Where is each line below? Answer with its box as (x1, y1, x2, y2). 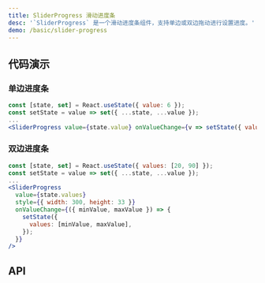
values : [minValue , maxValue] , (28, 220, 132, 229)
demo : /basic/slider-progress (8, 26, 108, 34)
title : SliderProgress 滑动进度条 (8, 11, 116, 20)
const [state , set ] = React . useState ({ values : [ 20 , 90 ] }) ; (8, 162, 214, 169)
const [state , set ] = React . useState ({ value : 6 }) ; (8, 102, 185, 110)
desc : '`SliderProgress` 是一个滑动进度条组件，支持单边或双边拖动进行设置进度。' (8, 19, 256, 27)
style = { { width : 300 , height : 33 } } (15, 199, 136, 207)
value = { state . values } (15, 191, 87, 199)
